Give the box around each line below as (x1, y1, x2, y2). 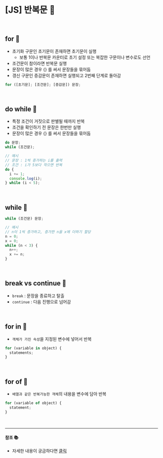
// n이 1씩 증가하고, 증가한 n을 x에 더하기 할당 (5, 229, 91, 234)
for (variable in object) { (5, 346, 62, 350)
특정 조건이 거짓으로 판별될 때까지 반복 (12, 118, 85, 124)
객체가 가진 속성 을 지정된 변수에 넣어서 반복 (12, 336, 92, 342)
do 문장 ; (5, 140, 21, 145)
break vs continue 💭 (5, 279, 66, 287)
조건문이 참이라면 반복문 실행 (12, 60, 67, 66)
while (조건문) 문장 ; (5, 216, 44, 221)
